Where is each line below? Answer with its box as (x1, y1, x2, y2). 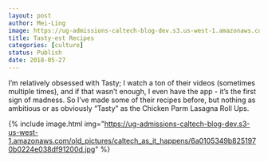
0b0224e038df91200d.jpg (8, 144, 96, 154)
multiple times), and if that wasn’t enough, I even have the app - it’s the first (8, 86, 257, 96)
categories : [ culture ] (8, 41, 84, 49)
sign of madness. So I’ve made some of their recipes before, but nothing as (8, 95, 256, 105)
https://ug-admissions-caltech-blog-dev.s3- (104, 119, 250, 128)
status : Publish (8, 49, 62, 57)
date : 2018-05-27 (8, 57, 66, 65)
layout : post (8, 11, 52, 20)
